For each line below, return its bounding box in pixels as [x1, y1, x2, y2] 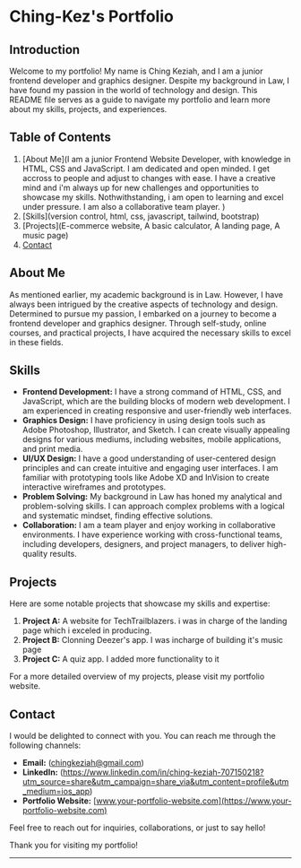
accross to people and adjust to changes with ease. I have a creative [21, 172, 276, 183]
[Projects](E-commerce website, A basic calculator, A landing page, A [21, 220, 280, 230]
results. [48, 549, 78, 560]
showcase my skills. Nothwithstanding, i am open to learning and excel [21, 191, 284, 203]
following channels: [9, 740, 82, 751]
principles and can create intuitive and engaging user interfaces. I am [21, 463, 279, 473]
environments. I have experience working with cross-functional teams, [21, 529, 283, 540]
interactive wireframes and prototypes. [21, 482, 167, 492]
